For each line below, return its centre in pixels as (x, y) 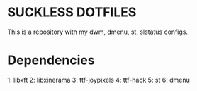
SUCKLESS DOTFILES (72, 12)
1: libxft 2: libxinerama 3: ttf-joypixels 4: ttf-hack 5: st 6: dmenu (98, 80)
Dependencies (51, 60)
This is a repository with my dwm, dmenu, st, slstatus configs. (97, 32)
